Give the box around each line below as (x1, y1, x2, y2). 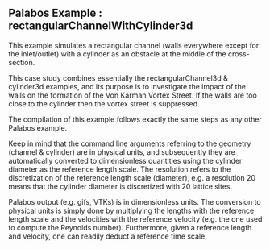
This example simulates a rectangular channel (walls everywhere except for (8, 40, 260, 50)
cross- (228, 48, 250, 59)
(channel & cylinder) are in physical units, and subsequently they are (8, 147, 235, 156)
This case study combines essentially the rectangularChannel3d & (8, 73, 228, 83)
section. (8, 57, 35, 67)
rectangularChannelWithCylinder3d (8, 19, 193, 33)
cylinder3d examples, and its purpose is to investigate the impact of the (8, 81, 246, 91)
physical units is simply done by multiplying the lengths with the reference (8, 205, 255, 215)
